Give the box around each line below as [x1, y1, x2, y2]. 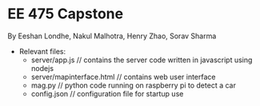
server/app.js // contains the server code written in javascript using [30, 55, 253, 65]
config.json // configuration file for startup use [30, 88, 184, 98]
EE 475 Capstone [7, 5, 124, 23]
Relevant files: [18, 46, 66, 56]
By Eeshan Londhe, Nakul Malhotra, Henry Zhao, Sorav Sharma [7, 31, 217, 41]
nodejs [30, 63, 54, 73]
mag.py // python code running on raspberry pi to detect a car [30, 80, 237, 90]
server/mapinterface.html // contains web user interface [30, 72, 217, 81]
